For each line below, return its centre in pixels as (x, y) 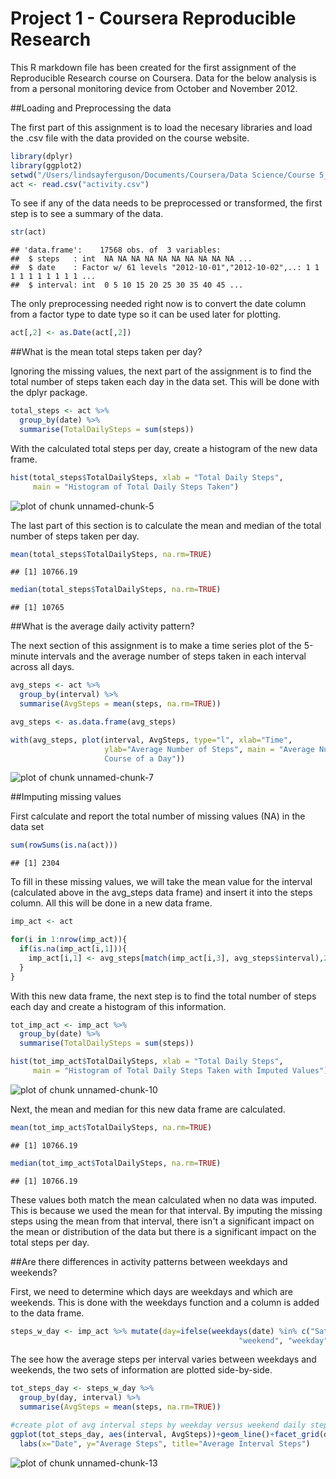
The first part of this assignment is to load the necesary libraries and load (161, 127)
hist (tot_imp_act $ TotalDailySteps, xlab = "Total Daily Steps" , (147, 1062)
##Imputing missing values (66, 797)
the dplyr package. (49, 393)
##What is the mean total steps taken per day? (106, 352)
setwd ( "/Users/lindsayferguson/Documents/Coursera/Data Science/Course (162, 175)
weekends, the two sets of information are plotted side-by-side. (141, 1370)
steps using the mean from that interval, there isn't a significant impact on (162, 1221)
